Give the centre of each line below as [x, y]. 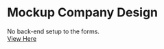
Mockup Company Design [83, 13]
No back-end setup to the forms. [53, 31]
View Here [22, 38]
